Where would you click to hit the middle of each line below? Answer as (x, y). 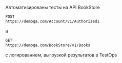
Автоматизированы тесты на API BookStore (53, 7)
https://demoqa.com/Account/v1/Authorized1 (53, 21)
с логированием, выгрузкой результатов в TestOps (61, 55)
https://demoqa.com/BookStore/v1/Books (48, 45)
